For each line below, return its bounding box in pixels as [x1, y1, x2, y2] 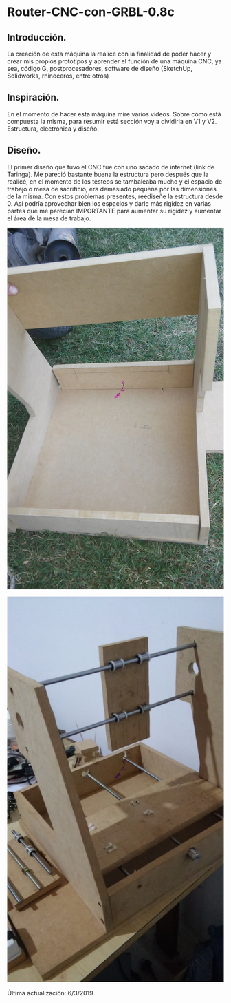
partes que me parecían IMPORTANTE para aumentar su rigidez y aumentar [7, 207, 222, 215]
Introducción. [7, 32, 67, 43]
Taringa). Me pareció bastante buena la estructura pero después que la [7, 170, 209, 178]
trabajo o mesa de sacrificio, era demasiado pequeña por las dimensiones [7, 184, 217, 193]
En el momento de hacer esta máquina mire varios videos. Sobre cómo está [7, 109, 221, 118]
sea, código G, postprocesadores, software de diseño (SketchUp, [7, 65, 192, 72]
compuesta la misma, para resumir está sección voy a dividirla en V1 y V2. [7, 117, 217, 125]
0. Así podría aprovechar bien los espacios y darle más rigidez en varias [7, 199, 212, 207]
